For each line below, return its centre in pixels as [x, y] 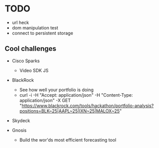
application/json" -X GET [45, 100]
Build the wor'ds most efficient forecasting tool [68, 140]
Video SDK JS [34, 70]
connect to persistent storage [42, 33]
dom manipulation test [35, 27]
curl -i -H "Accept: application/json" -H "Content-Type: [76, 95]
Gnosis [19, 130]
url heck [21, 22]
